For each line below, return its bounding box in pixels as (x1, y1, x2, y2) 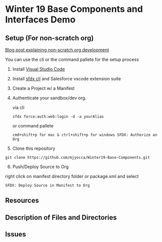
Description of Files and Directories (5, 213, 117, 222)
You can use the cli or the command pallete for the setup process (5, 57, 139, 62)
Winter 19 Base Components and (5, 3, 143, 15)
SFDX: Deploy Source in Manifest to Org (5, 183, 90, 188)
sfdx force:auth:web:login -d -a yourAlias (12, 114, 104, 119)
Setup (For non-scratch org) (5, 34, 94, 42)
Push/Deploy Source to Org (12, 164, 69, 170)
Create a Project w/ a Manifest (12, 85, 75, 91)
